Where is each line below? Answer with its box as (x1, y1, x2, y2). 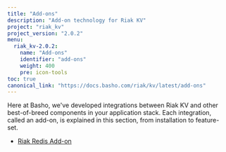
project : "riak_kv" (7, 23, 65, 30)
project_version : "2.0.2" (7, 29, 83, 37)
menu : (7, 36, 23, 43)
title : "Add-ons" (7, 10, 58, 18)
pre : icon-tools (20, 69, 68, 76)
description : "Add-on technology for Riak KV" (7, 17, 146, 24)
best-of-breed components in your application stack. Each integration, (7, 109, 212, 117)
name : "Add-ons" (20, 50, 68, 57)
